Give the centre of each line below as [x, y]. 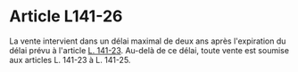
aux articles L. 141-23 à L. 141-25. [70, 60]
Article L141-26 [66, 16]
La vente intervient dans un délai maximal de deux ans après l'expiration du [148, 41]
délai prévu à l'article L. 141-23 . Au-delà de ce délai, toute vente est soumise [149, 50]
